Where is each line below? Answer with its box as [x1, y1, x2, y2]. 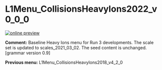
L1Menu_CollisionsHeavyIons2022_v [5, 3, 157, 15]
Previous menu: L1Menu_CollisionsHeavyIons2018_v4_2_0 [5, 59, 123, 65]
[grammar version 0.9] [5, 50, 51, 56]
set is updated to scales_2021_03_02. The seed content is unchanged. [5, 45, 147, 50]
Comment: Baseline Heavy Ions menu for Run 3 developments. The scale [5, 39, 154, 45]
